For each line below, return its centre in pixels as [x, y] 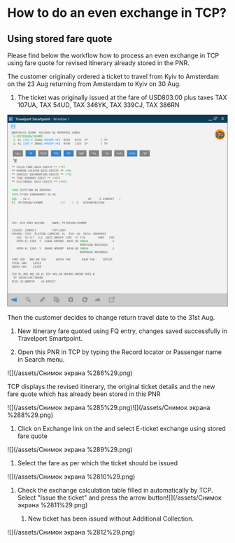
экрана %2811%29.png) [52, 505]
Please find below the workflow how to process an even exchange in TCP [113, 55]
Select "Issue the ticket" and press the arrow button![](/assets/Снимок [120, 498]
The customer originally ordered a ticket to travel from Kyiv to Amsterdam [113, 76]
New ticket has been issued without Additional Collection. [111, 519]
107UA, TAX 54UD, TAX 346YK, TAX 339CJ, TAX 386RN [98, 105]
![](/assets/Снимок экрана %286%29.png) [70, 373]
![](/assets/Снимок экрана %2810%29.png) [71, 477]
